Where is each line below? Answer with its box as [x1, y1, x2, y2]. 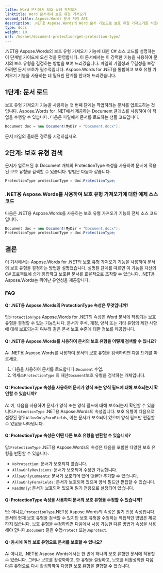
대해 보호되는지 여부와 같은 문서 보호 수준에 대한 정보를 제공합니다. [10, 326, 136, 332]
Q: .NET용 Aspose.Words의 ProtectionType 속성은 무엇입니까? [5, 302, 129, 308]
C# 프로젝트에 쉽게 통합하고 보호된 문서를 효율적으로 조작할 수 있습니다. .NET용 [5, 271, 155, 277]
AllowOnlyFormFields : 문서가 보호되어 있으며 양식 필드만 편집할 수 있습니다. [12, 479, 156, 484]
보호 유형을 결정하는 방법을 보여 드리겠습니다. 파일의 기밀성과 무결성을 [14, 60, 147, 66]
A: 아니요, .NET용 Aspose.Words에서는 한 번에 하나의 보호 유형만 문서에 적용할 [5, 551, 155, 557]
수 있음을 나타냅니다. [5, 420, 44, 426]
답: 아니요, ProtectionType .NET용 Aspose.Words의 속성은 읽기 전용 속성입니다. [5, 509, 156, 515]
